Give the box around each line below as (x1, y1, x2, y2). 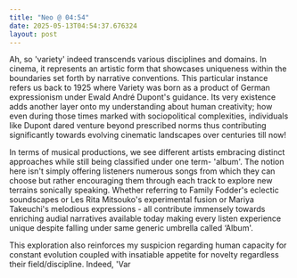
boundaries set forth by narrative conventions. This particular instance (9, 73, 268, 84)
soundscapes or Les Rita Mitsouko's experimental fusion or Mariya (9, 194, 254, 205)
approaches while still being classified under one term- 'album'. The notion (9, 157, 285, 168)
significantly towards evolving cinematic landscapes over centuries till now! (9, 130, 287, 141)
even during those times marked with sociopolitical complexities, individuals (9, 110, 289, 121)
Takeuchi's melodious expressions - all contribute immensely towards (9, 204, 266, 215)
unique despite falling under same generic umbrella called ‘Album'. (9, 223, 254, 233)
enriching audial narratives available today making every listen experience (9, 213, 282, 224)
